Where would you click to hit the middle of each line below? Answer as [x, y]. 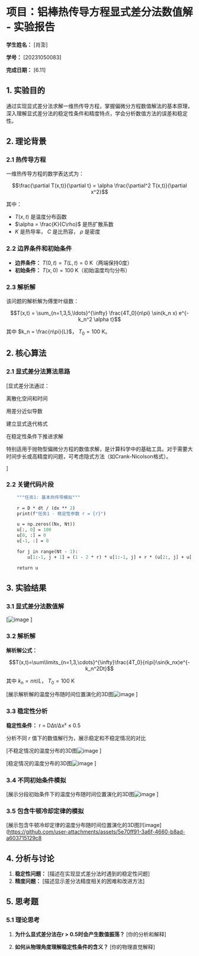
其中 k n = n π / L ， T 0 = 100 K [41, 681]
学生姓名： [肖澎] [27, 45]
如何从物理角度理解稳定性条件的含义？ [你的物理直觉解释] [85, 946]
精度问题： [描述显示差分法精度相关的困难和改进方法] [80, 881]
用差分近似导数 [24, 411]
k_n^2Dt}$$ [99, 668]
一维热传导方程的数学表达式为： [45, 174]
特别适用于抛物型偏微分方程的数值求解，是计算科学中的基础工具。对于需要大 [99, 449]
